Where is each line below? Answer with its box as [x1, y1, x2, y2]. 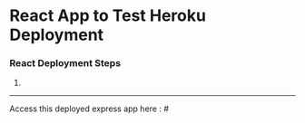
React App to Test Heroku [9, 5, 207, 26]
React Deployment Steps [9, 57, 121, 70]
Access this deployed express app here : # [9, 103, 170, 114]
